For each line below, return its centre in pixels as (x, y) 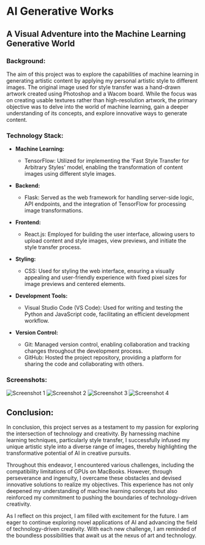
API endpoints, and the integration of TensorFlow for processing (105, 204)
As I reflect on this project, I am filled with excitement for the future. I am (97, 516)
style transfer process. (53, 247)
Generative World (41, 43)
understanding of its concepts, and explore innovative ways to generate (97, 113)
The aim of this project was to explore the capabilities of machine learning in (103, 74)
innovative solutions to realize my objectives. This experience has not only (100, 484)
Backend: (28, 186)
